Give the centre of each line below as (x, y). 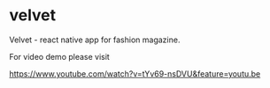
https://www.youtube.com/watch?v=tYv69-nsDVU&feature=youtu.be (135, 73)
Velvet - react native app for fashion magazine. (95, 40)
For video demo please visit (60, 56)
